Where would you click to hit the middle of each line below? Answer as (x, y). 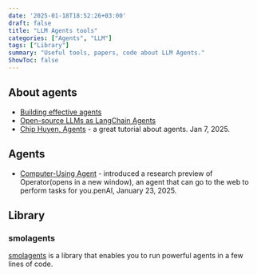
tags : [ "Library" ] (39, 46)
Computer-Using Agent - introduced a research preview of (116, 173)
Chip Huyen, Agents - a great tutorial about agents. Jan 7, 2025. (125, 129)
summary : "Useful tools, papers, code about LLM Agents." (107, 53)
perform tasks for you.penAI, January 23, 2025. (98, 190)
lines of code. (31, 264)
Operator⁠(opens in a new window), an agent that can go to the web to (134, 181)
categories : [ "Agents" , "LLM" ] (60, 38)
